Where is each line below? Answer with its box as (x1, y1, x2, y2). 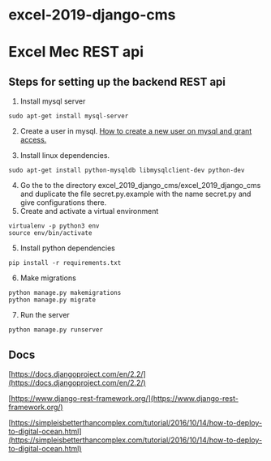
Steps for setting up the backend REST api (8, 75, 226, 88)
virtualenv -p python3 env (8, 222, 100, 230)
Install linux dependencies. (19, 151, 110, 160)
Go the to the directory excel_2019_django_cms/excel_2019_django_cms (19, 181, 261, 190)
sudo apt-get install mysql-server (8, 112, 129, 121)
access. (19, 135, 47, 145)
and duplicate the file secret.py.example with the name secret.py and (19, 189, 252, 199)
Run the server (19, 310, 71, 320)
